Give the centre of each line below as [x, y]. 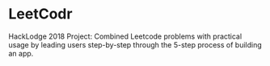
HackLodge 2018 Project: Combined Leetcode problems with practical [125, 36]
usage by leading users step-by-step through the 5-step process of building [135, 44]
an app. [21, 53]
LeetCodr [40, 14]
